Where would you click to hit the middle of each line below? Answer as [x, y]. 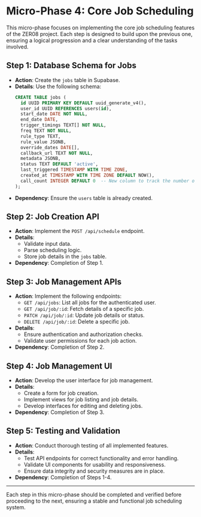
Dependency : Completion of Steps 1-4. [63, 477]
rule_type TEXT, [41, 136]
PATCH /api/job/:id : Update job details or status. [84, 315]
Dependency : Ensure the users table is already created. [84, 198]
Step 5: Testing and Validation [63, 431]
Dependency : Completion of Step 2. [60, 347]
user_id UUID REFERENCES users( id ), [66, 108]
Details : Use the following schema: [58, 86]
